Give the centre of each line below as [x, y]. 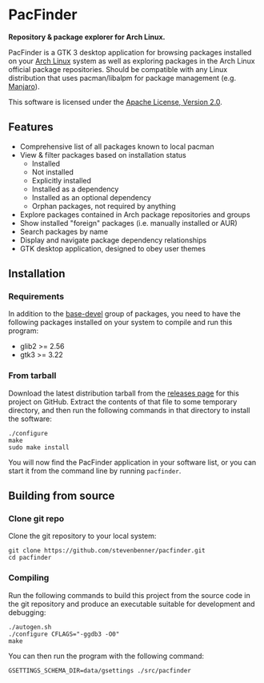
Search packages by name [64, 231]
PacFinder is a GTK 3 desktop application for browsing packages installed [130, 52]
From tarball [32, 376]
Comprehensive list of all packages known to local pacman [117, 147]
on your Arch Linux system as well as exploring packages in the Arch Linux [132, 61]
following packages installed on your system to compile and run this [120, 323]
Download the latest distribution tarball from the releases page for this [124, 393]
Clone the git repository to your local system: [82, 536]
